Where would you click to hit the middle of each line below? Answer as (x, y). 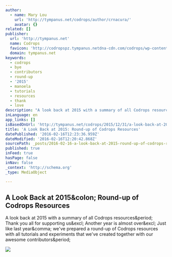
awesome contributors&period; (38, 240)
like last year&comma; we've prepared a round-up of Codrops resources (82, 229)
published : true (23, 149)
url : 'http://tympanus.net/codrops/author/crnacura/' (73, 19)
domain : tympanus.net (33, 53)
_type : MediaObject (26, 172)
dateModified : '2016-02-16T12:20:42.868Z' (51, 139)
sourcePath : (18, 144)
